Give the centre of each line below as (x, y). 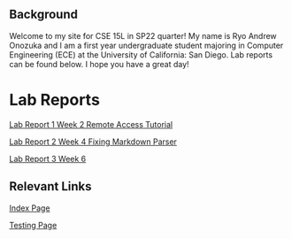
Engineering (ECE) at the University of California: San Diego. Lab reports (141, 54)
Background (43, 15)
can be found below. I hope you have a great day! (99, 64)
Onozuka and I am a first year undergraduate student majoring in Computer (146, 45)
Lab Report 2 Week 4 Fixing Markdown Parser (93, 142)
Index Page (30, 208)
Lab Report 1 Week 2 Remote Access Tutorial (91, 124)
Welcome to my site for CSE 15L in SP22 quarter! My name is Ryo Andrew (143, 35)
